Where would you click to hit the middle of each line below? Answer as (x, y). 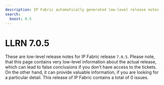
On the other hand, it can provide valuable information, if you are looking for (82, 72)
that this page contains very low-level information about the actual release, (81, 62)
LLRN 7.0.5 (27, 43)
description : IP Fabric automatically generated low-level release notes (82, 10)
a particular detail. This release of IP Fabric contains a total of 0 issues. (77, 78)
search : (13, 14)
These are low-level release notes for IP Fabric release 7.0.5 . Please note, (80, 57)
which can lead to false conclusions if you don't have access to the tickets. (81, 67)
